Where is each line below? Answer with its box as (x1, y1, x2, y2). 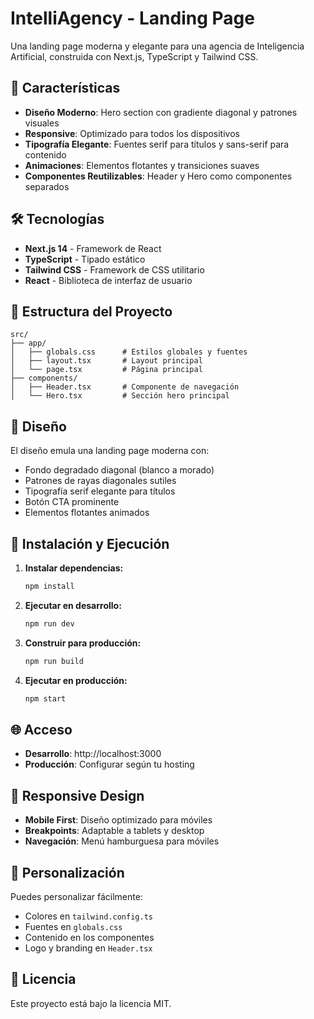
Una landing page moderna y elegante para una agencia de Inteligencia (10, 40, 305, 52)
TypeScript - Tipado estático (24, 253, 146, 265)
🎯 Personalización (10, 864, 125, 881)
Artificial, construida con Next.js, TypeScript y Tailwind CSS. (10, 50, 259, 62)
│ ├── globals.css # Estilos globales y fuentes (10, 347, 248, 357)
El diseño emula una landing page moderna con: (10, 445, 210, 457)
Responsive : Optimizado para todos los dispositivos (24, 127, 240, 139)
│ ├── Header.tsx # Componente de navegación (10, 382, 240, 392)
